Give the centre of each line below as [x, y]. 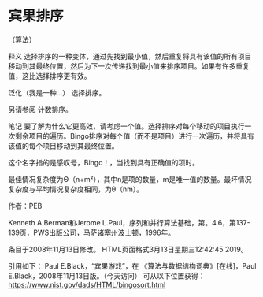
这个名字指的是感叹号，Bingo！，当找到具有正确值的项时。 [104, 162]
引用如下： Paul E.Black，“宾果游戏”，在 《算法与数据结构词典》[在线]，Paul [132, 265]
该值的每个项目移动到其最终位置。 [63, 146]
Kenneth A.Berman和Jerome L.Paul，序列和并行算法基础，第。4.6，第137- [129, 222]
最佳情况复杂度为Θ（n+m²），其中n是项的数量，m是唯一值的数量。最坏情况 [130, 179]
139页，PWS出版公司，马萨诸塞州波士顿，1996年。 [92, 232]
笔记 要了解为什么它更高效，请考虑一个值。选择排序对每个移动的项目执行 [126, 126]
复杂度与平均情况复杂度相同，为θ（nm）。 [76, 189]
